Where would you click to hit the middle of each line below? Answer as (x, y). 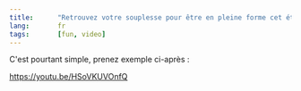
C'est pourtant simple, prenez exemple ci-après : (99, 60)
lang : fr (38, 26)
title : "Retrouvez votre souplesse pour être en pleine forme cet (146, 17)
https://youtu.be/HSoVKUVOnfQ (69, 77)
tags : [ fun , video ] (57, 34)
